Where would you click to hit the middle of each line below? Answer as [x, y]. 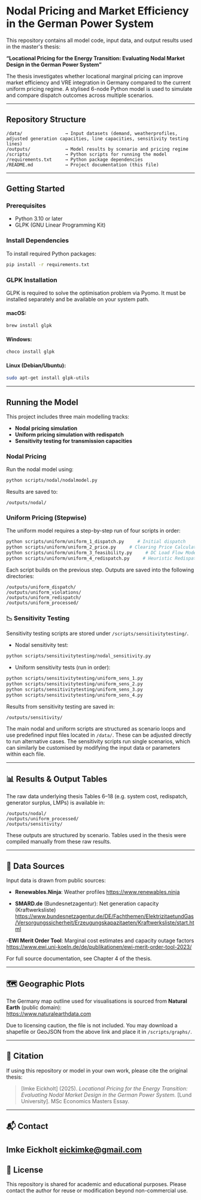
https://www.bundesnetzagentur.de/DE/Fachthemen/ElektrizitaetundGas [104, 917]
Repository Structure [46, 120]
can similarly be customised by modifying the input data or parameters [93, 747]
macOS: [16, 313]
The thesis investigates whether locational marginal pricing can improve [95, 76]
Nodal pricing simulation [46, 428]
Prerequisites [26, 206]
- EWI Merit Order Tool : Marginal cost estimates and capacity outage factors [100, 941]
